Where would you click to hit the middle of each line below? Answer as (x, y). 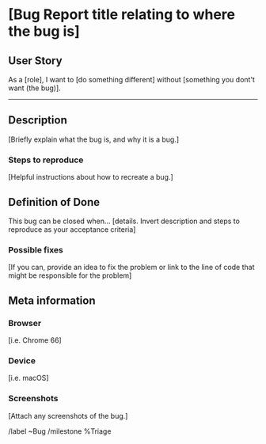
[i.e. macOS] (28, 378)
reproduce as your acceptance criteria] (72, 229)
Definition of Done (54, 202)
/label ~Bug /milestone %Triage (60, 431)
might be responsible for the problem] (70, 275)
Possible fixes (36, 249)
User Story (35, 61)
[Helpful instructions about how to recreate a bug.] (91, 177)
